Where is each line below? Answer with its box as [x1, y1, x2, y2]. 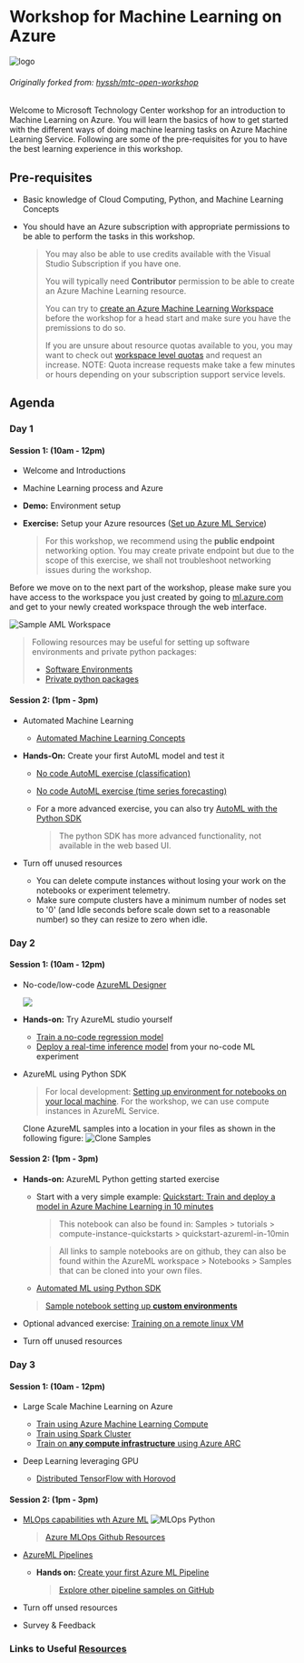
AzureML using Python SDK [22, 1068, 127, 1079]
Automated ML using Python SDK [35, 1283, 162, 1293]
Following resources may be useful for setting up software [31, 636, 250, 647]
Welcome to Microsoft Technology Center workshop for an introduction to [9, 105, 286, 115]
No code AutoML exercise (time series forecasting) [35, 785, 228, 796]
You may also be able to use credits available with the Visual [44, 248, 270, 259]
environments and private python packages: [31, 646, 197, 657]
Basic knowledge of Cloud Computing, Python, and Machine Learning [22, 194, 284, 205]
